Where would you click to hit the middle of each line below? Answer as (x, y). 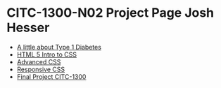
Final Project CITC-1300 (51, 76)
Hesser (28, 28)
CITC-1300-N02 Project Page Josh (110, 13)
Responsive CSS (41, 69)
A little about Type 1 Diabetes (59, 47)
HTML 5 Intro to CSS (46, 54)
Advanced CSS (39, 61)
